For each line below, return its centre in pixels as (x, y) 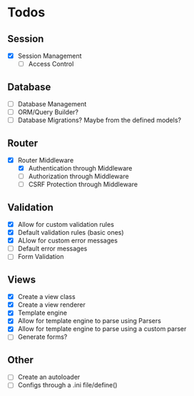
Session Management (50, 56)
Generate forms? (42, 337)
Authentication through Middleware (80, 168)
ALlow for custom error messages (67, 240)
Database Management (52, 103)
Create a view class (47, 297)
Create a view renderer (51, 305)
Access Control (51, 64)
